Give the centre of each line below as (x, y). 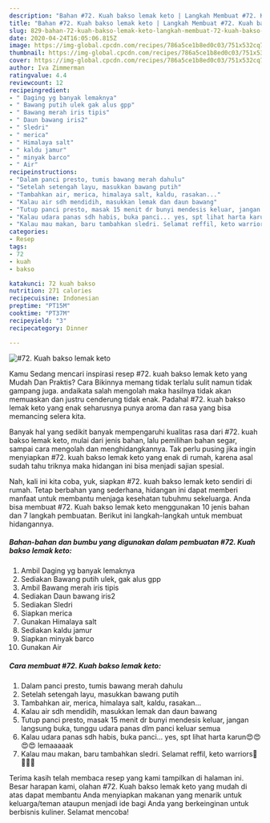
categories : (29, 232)
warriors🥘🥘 (241, 754)
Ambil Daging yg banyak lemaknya (78, 571)
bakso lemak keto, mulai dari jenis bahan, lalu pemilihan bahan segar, (123, 440)
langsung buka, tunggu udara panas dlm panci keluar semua (121, 728)
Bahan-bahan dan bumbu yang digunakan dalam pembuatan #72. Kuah (132, 543)
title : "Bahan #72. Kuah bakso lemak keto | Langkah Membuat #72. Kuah (131, 23)
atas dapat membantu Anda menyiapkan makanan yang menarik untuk (126, 795)
